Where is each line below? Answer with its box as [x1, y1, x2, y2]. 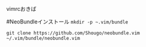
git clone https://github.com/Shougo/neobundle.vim [6, 30, 140, 36]
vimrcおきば [6, 5, 36, 12]
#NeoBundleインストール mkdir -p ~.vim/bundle [6, 18, 128, 25]
